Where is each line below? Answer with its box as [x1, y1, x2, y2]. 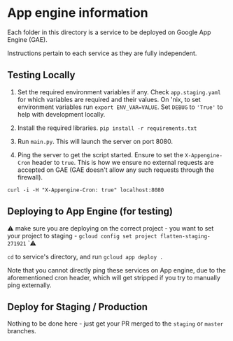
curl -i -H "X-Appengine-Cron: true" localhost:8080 [7, 187, 164, 194]
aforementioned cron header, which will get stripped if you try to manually [7, 273, 220, 282]
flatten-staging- [160, 233, 211, 240]
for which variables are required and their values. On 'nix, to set [17, 95, 201, 103]
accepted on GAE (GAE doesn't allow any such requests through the [17, 166, 215, 174]
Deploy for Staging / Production [7, 300, 148, 312]
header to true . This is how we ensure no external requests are [31, 158, 214, 166]
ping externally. [7, 281, 52, 289]
